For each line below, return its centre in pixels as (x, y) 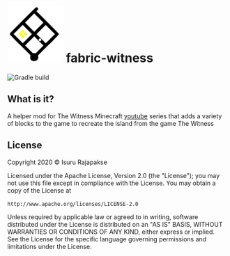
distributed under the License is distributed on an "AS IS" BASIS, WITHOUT (115, 224)
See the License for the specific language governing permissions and (107, 239)
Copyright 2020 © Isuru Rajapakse (58, 162)
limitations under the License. (49, 246)
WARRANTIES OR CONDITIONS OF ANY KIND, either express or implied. (111, 232)
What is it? (31, 99)
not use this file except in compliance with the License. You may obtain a (112, 183)
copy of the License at (39, 190)
